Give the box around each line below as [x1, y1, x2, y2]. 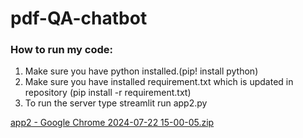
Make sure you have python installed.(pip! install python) [24, 65, 259, 77]
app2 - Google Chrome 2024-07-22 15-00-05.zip [10, 117, 215, 129]
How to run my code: [10, 43, 114, 57]
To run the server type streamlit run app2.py [24, 97, 208, 109]
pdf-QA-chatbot [10, 7, 148, 30]
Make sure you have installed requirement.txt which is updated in [24, 76, 294, 88]
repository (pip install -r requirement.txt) [24, 87, 192, 99]
